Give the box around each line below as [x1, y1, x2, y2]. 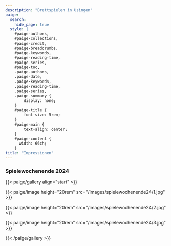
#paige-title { [14, 108, 47, 113]
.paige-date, [14, 74, 42, 79]
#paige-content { [14, 136, 52, 141]
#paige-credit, [14, 41, 47, 46]
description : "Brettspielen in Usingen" [5, 7, 93, 13]
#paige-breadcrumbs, [14, 46, 58, 51]
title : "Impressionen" [5, 151, 54, 156]
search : [10, 17, 27, 22]
